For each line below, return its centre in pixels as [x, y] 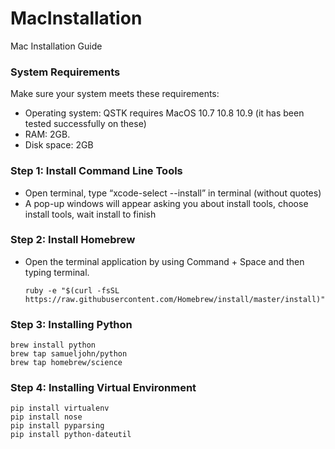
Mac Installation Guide [56, 46]
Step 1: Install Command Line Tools [96, 171]
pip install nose [46, 417]
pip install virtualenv [60, 408]
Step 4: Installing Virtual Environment [103, 388]
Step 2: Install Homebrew [73, 240]
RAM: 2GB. [47, 134]
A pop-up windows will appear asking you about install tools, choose [166, 203]
